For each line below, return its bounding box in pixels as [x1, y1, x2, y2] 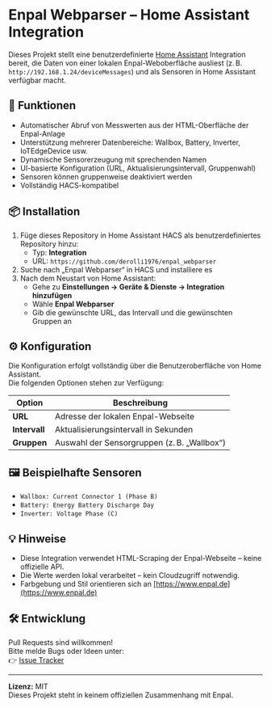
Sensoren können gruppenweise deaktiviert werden [19, 171, 193, 181]
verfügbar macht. [8, 75, 67, 85]
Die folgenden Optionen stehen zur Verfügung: [8, 378, 165, 388]
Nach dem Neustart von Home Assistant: [19, 273, 156, 283]
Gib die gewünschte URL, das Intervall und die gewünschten [31, 307, 233, 317]
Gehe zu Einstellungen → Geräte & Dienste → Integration [31, 281, 225, 292]
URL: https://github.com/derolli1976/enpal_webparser [31, 256, 217, 266]
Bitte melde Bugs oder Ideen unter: [8, 646, 125, 655]
